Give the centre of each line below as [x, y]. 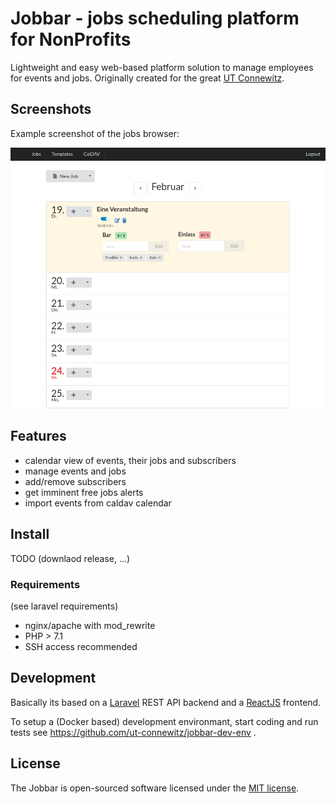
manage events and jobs [75, 471]
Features [38, 436]
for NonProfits [71, 39]
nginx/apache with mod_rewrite [90, 625]
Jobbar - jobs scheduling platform [155, 18]
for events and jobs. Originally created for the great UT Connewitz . [147, 78]
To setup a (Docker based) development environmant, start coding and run [164, 721]
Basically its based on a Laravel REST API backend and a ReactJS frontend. [166, 702]
